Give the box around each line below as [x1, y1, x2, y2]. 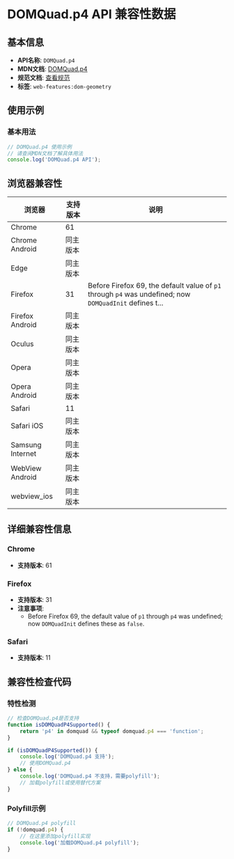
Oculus [10, 339, 34, 349]
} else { [7, 766, 33, 773]
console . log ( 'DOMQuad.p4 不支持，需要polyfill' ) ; [19, 773, 160, 780]
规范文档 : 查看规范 [17, 74, 70, 82]
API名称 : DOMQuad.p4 [17, 56, 75, 64]
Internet [10, 449, 37, 458]
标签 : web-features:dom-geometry [17, 82, 111, 91]
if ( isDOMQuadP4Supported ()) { [7, 747, 98, 754]
